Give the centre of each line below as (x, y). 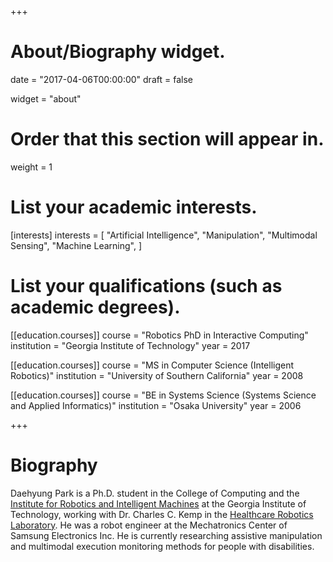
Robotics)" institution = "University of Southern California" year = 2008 (157, 375)
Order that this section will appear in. (167, 139)
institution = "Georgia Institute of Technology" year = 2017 (130, 345)
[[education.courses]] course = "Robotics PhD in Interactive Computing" (159, 335)
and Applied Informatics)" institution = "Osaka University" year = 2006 (156, 405)
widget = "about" (46, 98)
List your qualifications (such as (146, 286)
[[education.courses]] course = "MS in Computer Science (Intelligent (152, 365)
